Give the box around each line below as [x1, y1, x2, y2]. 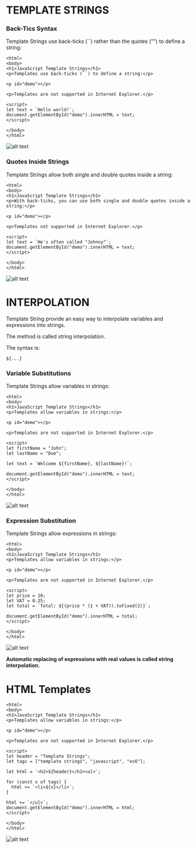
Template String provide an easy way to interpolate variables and [6, 315, 163, 322]
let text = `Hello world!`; [6, 107, 75, 113]
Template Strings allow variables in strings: [6, 383, 110, 390]
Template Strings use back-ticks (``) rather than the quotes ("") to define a [6, 38, 185, 45]
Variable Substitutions [6, 369, 72, 377]
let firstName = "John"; [6, 445, 67, 452]
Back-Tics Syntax [6, 25, 58, 33]
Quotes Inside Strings [6, 158, 69, 166]
